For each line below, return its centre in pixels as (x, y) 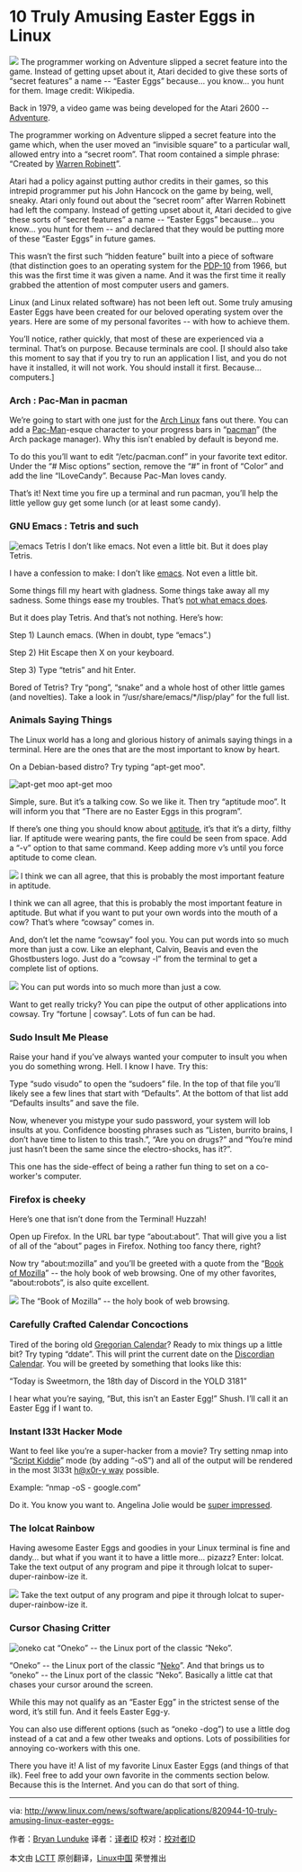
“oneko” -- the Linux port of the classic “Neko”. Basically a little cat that (141, 1675)
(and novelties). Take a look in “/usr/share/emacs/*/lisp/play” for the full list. (150, 696)
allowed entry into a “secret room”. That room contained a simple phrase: (145, 154)
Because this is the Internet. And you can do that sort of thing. (124, 1785)
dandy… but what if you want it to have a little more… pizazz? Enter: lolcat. (147, 1558)
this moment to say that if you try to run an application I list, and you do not (148, 358)
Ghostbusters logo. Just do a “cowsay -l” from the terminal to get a (133, 959)
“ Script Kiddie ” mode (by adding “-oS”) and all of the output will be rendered (151, 1460)
